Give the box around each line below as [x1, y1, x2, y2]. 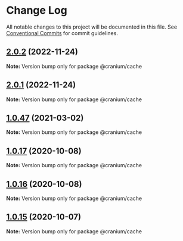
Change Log [6, 4, 67, 17]
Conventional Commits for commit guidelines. [6, 29, 118, 36]
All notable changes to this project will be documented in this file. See [6, 23, 178, 30]
